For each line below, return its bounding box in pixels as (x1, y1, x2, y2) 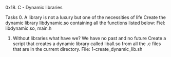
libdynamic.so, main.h (5, 25, 52, 31)
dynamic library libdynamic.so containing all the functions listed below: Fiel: (5, 20, 165, 26)
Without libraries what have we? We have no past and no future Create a (12, 35, 166, 41)
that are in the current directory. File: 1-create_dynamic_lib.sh (12, 46, 143, 52)
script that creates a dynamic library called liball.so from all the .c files (12, 41, 161, 47)
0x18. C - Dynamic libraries (5, 5, 63, 10)
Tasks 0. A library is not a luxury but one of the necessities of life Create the (5, 14, 166, 20)
